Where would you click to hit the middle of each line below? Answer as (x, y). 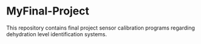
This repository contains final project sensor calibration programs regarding (101, 28)
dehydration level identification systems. (57, 34)
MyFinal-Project (48, 11)
